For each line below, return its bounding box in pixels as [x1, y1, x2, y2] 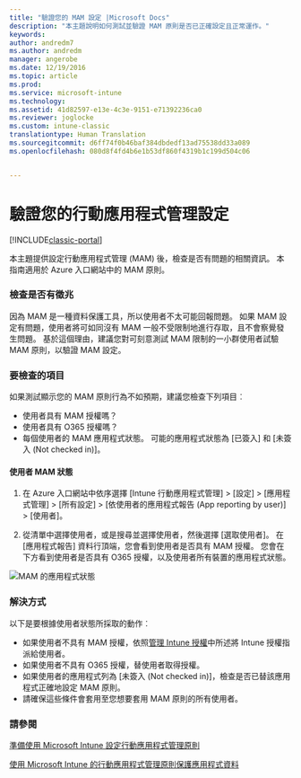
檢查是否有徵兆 [9, 288, 74, 301]
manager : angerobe [9, 55, 78, 64]
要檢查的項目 [9, 369, 65, 382]
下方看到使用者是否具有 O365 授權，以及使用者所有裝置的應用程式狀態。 [21, 552, 291, 562]
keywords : [9, 30, 47, 39]
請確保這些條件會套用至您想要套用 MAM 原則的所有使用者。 [21, 693, 244, 703]
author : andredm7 [9, 38, 74, 48]
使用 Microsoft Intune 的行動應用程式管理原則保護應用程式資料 [9, 758, 239, 769]
